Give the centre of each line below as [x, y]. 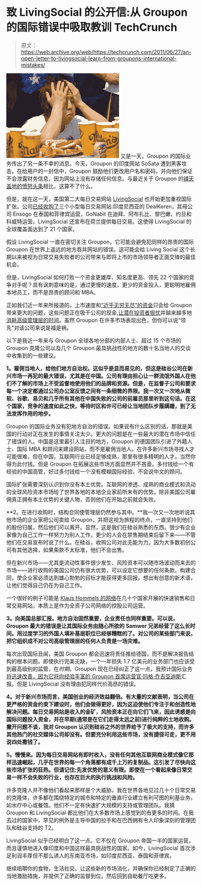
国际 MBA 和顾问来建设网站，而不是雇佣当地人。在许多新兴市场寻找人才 [106, 449]
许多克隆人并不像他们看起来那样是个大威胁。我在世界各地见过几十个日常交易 [101, 790]
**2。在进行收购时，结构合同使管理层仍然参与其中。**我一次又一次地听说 [98, 512]
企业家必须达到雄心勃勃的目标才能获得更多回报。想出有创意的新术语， [109, 577]
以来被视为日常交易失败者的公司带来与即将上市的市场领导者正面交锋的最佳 [103, 257]
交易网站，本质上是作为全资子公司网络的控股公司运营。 [80, 605]
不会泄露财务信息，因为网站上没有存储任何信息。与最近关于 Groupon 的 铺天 [100, 178]
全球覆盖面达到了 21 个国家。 [42, 229]
